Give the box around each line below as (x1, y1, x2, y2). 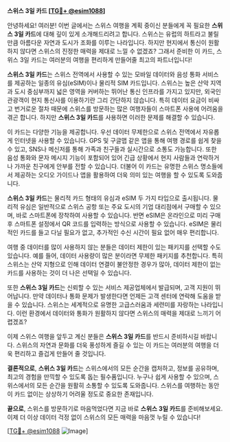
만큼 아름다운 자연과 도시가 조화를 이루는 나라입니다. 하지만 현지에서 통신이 (7, 38, 207, 47)
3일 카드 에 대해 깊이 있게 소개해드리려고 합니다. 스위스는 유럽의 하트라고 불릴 (14, 30, 220, 38)
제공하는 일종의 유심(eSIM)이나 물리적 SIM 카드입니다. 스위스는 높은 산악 (14, 79, 209, 87)
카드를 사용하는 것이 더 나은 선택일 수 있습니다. (7, 269, 132, 277)
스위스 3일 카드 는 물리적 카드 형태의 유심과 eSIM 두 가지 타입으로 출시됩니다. (7, 194, 211, 202)
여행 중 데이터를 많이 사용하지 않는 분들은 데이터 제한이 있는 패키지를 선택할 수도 (7, 243, 222, 251)
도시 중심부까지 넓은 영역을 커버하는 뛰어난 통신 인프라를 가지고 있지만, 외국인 (14, 87, 222, 96)
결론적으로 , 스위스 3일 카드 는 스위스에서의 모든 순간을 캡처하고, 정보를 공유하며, (7, 364, 220, 372)
